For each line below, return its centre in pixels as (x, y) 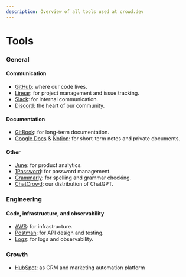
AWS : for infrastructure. (43, 227)
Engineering (24, 199)
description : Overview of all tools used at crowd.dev (75, 12)
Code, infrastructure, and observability (55, 213)
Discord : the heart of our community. (60, 105)
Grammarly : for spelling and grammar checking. (73, 178)
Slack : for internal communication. (56, 99)
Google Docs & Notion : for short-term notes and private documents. (97, 138)
